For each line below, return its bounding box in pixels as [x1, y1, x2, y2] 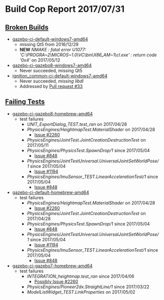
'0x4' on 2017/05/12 [19, 57, 61, 63]
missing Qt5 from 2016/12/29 [19, 41, 79, 47]
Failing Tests [5, 98, 45, 106]
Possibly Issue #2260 [34, 278, 78, 284]
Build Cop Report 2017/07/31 [5, 3, 125, 15]
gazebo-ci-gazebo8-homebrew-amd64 [12, 111, 93, 116]
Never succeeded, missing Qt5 [19, 68, 83, 74]
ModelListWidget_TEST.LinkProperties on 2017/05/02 [27, 289, 135, 295]
